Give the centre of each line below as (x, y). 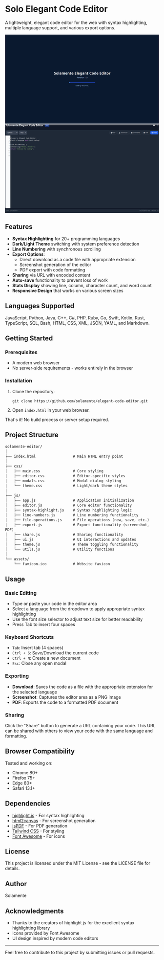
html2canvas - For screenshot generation (54, 821)
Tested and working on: (29, 763)
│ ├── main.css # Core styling (54, 471)
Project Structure (32, 435)
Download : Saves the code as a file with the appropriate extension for (82, 687)
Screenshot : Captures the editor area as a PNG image (66, 697)
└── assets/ (17, 559)
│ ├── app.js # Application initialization (70, 501)
